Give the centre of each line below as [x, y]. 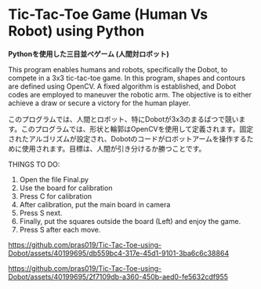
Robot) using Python [76, 31]
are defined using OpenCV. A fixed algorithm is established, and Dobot [122, 86]
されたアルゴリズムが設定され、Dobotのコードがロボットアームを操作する [127, 138]
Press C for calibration [56, 196]
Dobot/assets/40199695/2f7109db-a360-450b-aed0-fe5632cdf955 [118, 276]
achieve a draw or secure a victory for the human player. [99, 103]
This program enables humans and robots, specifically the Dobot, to [118, 69]
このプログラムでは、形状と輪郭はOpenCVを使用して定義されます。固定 [137, 129]
